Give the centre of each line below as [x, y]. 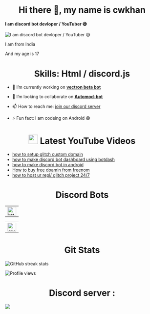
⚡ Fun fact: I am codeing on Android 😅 [51, 118]
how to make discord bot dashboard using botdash [63, 159]
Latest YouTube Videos [88, 141]
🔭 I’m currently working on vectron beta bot [56, 87]
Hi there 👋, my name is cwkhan [82, 10]
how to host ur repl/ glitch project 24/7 [51, 175]
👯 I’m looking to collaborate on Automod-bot [57, 97]
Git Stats [82, 250]
